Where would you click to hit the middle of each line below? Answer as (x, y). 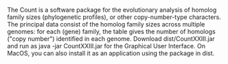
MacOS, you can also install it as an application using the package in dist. (111, 53)
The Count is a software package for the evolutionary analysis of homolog (112, 10)
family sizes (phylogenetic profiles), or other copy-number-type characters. (114, 17)
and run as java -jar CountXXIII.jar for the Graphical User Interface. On (106, 46)
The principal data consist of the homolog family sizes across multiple (106, 24)
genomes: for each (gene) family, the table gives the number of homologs (112, 31)
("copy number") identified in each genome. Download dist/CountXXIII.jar (111, 39)
